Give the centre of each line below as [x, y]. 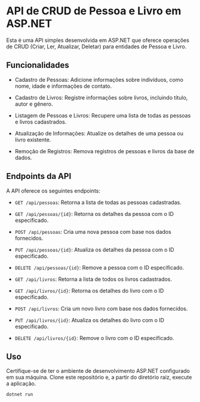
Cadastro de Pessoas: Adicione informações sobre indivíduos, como [99, 79]
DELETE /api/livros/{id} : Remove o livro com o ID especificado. [94, 338]
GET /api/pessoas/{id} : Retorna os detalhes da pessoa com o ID [94, 214]
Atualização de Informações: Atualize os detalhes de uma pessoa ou [99, 133]
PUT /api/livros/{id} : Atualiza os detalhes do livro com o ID [90, 320]
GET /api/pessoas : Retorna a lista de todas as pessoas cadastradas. [98, 202]
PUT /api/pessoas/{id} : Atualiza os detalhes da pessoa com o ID [94, 249]
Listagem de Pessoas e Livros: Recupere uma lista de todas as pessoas [103, 115]
